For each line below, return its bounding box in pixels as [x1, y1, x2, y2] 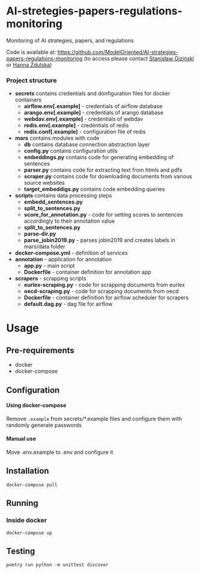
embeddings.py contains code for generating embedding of [23, 154, 174, 161]
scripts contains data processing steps [14, 192, 112, 199]
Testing [6, 546, 35, 556]
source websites [23, 179, 65, 187]
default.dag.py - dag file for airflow [23, 300, 113, 307]
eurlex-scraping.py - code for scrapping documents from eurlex [23, 281, 185, 289]
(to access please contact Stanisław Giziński [83, 55, 194, 62]
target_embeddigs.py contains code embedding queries [23, 186, 165, 193]
